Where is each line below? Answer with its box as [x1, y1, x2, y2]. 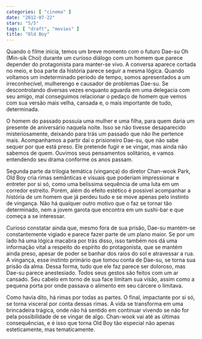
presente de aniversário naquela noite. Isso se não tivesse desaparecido [6, 124, 186, 131]
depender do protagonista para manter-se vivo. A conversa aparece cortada [6, 61, 196, 68]
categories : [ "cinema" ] [6, 8, 71, 15]
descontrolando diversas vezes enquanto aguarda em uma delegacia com [6, 86, 190, 94]
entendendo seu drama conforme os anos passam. [6, 156, 133, 163]
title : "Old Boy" [6, 31, 50, 37]
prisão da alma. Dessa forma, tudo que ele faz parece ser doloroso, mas [6, 263, 186, 270]
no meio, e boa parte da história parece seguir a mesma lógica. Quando [6, 67, 185, 74]
